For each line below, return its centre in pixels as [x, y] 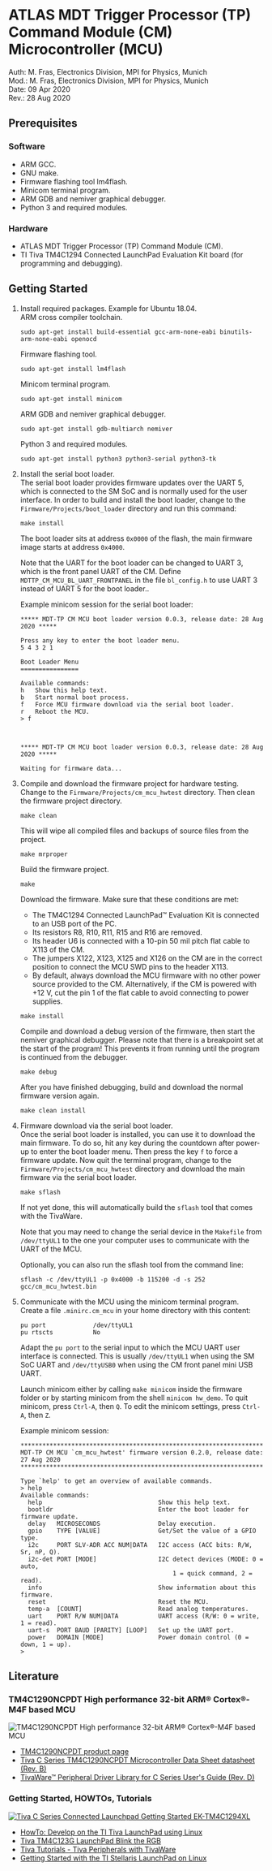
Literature [34, 1677]
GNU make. [39, 173]
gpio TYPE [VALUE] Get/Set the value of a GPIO [142, 1531]
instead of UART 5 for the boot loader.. [85, 588]
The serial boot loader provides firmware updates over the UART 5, [132, 482]
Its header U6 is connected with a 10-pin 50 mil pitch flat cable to [141, 940]
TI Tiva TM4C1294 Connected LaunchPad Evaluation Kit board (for [132, 254]
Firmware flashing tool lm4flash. [74, 181]
